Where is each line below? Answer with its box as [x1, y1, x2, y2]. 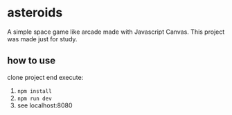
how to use [7, 55, 56, 67]
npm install [17, 87, 52, 94]
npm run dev [17, 95, 52, 102]
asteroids [7, 5, 63, 21]
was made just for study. [7, 34, 78, 43]
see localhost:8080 [17, 101, 73, 109]
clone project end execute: [7, 73, 84, 81]
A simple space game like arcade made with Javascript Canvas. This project [7, 28, 225, 36]
